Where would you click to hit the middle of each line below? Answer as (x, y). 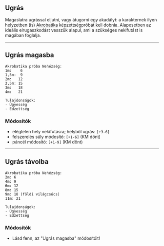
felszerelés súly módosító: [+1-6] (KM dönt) (56, 137)
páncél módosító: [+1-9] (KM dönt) (47, 142)
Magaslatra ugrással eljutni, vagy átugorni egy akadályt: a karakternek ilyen (81, 19)
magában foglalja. (23, 35)
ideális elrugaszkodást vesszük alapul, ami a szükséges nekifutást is (74, 30)
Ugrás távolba (27, 162)
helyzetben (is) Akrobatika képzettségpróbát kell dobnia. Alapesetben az (78, 25)
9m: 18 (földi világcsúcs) (32, 194)
